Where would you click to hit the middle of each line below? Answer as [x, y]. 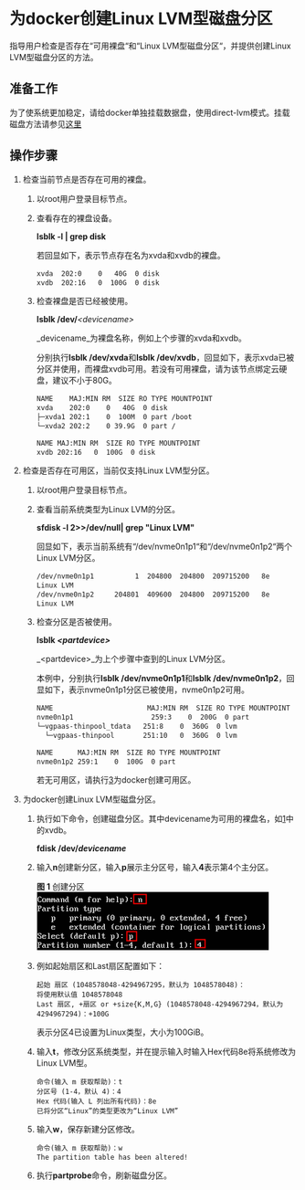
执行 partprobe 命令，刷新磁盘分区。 [104, 1175]
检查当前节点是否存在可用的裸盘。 [87, 179]
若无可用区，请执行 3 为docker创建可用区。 [116, 779]
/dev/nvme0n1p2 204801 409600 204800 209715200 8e [153, 595]
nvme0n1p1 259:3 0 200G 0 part [142, 717]
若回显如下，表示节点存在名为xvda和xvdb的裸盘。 [131, 255]
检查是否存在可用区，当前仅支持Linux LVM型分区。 [118, 470]
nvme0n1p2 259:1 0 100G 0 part [106, 762]
